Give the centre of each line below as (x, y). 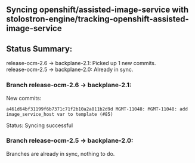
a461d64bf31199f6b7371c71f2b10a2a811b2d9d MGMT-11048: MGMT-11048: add (97, 109)
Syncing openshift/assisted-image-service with (97, 10)
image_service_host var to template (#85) (60, 114)
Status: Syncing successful (40, 125)
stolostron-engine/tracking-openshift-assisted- (97, 19)
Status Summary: (39, 49)
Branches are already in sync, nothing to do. (61, 153)
